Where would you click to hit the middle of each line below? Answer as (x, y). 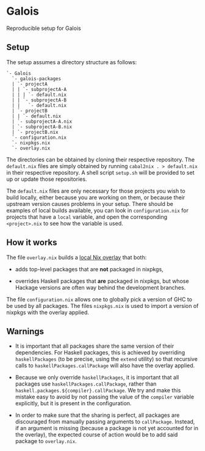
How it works (32, 243)
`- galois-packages (37, 79)
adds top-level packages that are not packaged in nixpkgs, (89, 269)
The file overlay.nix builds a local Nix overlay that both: (77, 257)
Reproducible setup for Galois (44, 28)
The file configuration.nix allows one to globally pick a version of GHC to (99, 299)
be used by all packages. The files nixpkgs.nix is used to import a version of (103, 306)
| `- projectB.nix (35, 132)
